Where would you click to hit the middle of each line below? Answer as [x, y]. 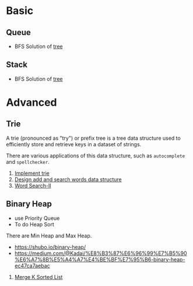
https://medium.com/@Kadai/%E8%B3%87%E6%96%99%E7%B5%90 [101, 253]
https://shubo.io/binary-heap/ [50, 247]
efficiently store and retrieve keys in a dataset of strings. [74, 144]
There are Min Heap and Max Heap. [49, 236]
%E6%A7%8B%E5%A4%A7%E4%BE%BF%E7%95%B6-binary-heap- [100, 259]
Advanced [31, 102]
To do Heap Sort [34, 224]
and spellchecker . [28, 161]
